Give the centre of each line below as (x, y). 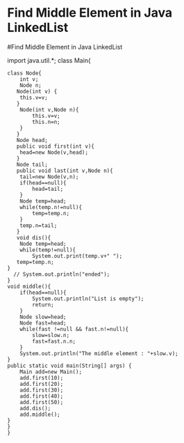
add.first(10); (42, 378)
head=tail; (48, 189)
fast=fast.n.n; (54, 341)
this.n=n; (46, 122)
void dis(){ (34, 238)
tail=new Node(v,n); (49, 177)
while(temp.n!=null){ (51, 207)
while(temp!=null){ (48, 250)
